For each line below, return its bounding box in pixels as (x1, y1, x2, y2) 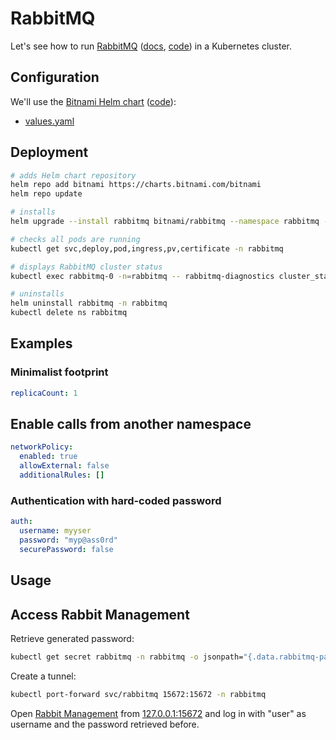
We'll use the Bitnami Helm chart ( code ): (10, 95, 177, 107)
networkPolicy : (10, 442, 74, 452)
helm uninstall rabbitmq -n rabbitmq (10, 298, 168, 309)
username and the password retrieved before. (10, 718, 200, 730)
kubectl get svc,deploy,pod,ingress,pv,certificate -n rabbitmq (10, 243, 284, 254)
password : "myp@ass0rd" (19, 535, 118, 545)
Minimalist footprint (10, 365, 109, 379)
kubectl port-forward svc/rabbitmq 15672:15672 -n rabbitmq (10, 689, 267, 699)
